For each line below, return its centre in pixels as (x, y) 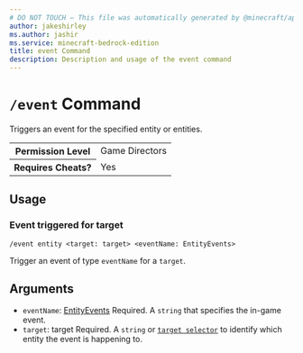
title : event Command (50, 51)
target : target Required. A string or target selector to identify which (152, 330)
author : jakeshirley (48, 26)
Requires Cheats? (53, 167)
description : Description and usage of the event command (120, 59)
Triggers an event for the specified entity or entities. (106, 129)
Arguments (42, 289)
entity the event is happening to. (82, 339)
